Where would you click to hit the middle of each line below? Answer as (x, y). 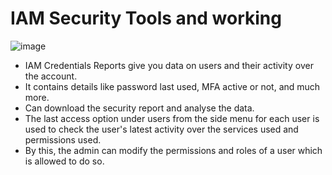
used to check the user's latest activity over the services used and (161, 129)
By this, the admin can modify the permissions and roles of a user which (173, 150)
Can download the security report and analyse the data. (139, 108)
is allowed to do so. (64, 161)
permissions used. (63, 139)
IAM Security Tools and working (146, 18)
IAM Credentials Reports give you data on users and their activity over (169, 65)
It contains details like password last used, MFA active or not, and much (172, 86)
